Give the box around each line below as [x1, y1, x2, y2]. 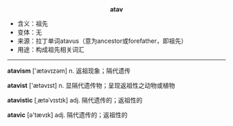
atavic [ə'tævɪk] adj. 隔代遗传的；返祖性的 [7, 111, 128, 119]
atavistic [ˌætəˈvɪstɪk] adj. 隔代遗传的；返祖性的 [7, 96, 143, 104]
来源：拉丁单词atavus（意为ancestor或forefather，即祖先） [17, 37, 187, 45]
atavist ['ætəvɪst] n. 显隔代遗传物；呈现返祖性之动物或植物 [7, 82, 175, 89]
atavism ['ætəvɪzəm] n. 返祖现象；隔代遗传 [7, 66, 131, 75]
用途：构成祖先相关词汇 [17, 46, 85, 53]
